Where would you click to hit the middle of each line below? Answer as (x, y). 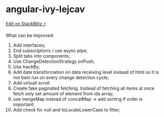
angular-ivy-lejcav (45, 9)
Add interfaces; (29, 45)
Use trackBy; (26, 66)
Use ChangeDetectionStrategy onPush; (54, 61)
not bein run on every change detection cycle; (61, 77)
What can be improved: (30, 35)
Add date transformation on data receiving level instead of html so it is (86, 72)
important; (24, 104)
